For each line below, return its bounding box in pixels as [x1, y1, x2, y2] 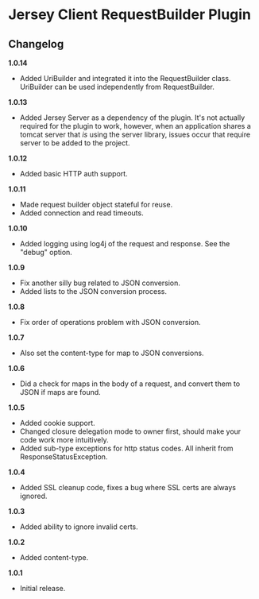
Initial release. [19, 584, 66, 593]
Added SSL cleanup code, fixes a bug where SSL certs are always [19, 483, 237, 492]
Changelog [8, 37, 64, 51]
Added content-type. [19, 553, 89, 562]
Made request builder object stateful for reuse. [19, 200, 173, 209]
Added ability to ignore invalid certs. [19, 522, 139, 531]
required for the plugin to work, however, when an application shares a [19, 122, 252, 130]
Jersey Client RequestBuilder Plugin [8, 6, 252, 24]
